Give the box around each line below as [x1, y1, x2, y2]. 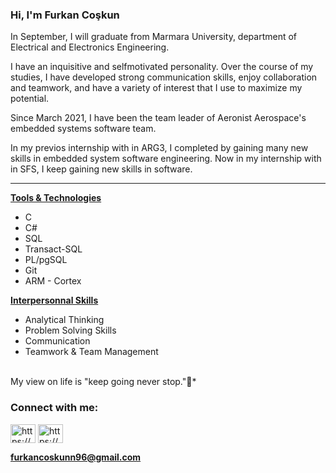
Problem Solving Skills [24, 324, 117, 337]
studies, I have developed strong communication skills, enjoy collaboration [10, 71, 318, 83]
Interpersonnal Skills [10, 294, 99, 307]
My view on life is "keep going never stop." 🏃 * [10, 376, 197, 388]
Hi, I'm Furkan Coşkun [10, 8, 120, 22]
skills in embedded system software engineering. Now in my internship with [10, 153, 322, 165]
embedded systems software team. [10, 123, 157, 135]
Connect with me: [10, 401, 99, 415]
